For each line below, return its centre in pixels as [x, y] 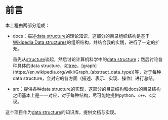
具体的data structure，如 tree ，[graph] [57, 66]
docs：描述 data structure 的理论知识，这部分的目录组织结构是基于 [81, 36]
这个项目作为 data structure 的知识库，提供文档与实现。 [62, 112]
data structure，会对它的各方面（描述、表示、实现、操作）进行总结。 [85, 78]
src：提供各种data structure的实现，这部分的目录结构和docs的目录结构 [87, 89]
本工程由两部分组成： [27, 25]
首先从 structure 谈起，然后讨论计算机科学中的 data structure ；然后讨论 [85, 59]
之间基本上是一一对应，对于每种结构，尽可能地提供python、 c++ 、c [82, 95]
